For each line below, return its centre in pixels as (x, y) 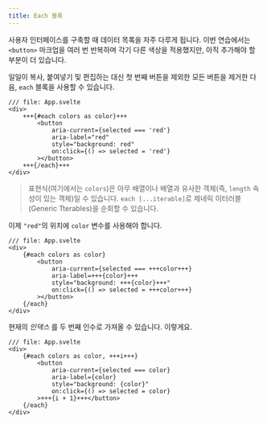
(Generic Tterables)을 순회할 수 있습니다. (93, 208)
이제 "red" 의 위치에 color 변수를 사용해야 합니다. (85, 225)
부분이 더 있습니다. (37, 59)
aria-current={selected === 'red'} (111, 130)
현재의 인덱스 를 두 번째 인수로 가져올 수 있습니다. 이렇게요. (101, 327)
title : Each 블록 (35, 16)
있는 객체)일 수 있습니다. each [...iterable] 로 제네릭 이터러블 (142, 198)
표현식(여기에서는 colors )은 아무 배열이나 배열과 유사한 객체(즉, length (139, 188)
